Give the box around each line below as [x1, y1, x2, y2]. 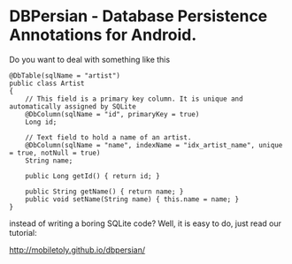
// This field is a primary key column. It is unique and [25, 94, 243, 103]
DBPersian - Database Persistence [9, 6, 268, 26]
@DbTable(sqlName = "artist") [9, 71, 121, 80]
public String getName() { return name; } [25, 187, 184, 196]
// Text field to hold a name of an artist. [25, 132, 192, 142]
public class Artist [9, 79, 86, 87]
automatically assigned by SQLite [9, 102, 137, 111]
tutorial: [9, 227, 37, 238]
